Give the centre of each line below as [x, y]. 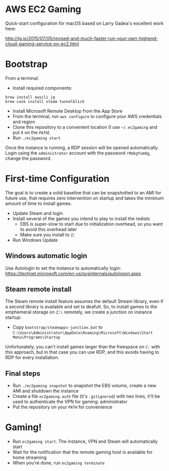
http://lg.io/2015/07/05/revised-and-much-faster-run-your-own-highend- [82, 38]
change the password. [29, 158]
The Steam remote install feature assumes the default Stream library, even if [84, 301]
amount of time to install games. [39, 203]
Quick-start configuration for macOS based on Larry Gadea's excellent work [84, 23]
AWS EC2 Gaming [43, 9]
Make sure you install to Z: [48, 234]
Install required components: [42, 88]
